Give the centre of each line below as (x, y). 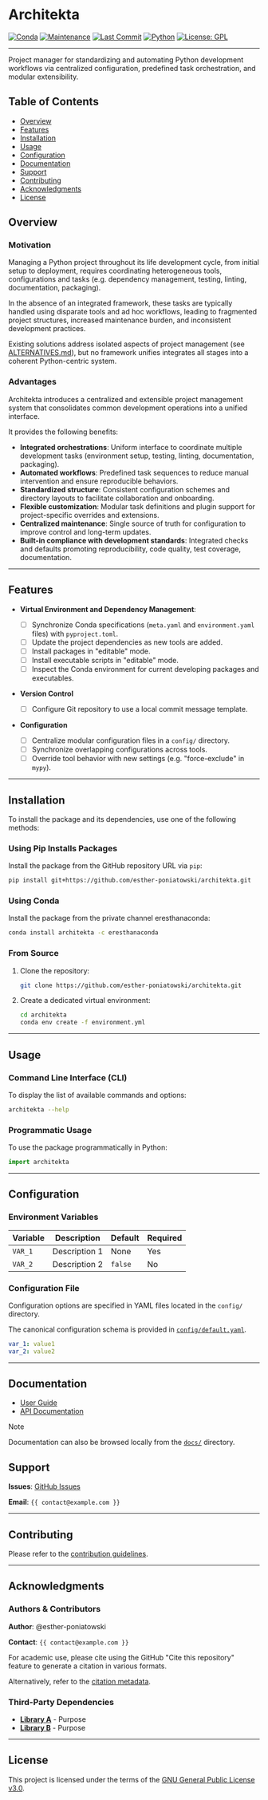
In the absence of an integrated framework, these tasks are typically (120, 303)
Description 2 (78, 1264)
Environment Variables (53, 1217)
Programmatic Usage (50, 1130)
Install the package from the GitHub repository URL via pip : (105, 866)
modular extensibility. (43, 77)
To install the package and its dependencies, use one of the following (122, 819)
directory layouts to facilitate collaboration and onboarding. (117, 498)
